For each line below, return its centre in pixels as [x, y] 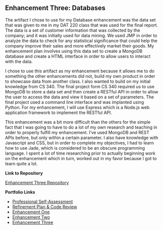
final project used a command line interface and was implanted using [75, 102]
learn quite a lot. [22, 163]
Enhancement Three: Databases [55, 8]
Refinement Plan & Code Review [45, 207]
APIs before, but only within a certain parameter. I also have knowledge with [82, 138]
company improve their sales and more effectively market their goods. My [80, 46]
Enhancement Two [31, 217]
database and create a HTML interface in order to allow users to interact [78, 56]
